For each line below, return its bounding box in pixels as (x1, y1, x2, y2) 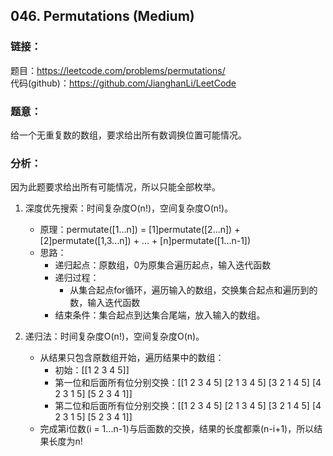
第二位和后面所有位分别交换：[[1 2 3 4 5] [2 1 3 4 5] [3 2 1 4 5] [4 (54, 400, 322, 412)
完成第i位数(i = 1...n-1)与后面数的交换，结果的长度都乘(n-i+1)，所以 (39, 423, 315, 435)
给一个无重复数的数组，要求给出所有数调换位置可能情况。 (10, 129, 247, 141)
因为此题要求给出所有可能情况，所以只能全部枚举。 (10, 181, 221, 193)
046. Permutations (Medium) (10, 8, 195, 25)
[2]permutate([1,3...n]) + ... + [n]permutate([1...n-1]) (39, 235, 252, 247)
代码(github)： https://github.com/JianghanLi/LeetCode (10, 77, 237, 89)
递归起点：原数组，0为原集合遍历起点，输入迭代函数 (54, 259, 272, 271)
